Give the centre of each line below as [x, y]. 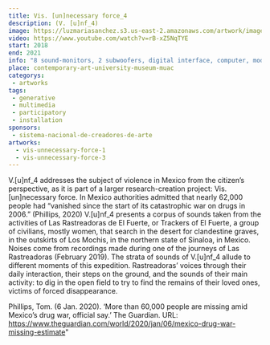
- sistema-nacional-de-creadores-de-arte [82, 135]
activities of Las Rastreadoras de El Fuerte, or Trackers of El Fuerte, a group [134, 223]
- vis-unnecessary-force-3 [61, 157]
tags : [17, 90]
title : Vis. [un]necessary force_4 [68, 16]
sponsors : [25, 128]
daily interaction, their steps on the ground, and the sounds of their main [128, 274]
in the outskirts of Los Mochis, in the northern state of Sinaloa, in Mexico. [129, 240]
